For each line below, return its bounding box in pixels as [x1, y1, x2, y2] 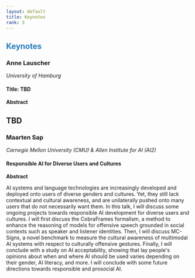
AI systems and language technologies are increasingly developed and [6, 184, 177, 191]
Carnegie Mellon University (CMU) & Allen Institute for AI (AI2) [6, 146, 156, 153]
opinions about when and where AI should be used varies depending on [6, 253, 180, 260]
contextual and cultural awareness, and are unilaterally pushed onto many [6, 197, 184, 204]
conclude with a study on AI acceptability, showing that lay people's [6, 247, 170, 254]
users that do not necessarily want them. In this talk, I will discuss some [6, 203, 179, 210]
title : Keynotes [6, 14, 46, 20]
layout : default [6, 8, 46, 15]
